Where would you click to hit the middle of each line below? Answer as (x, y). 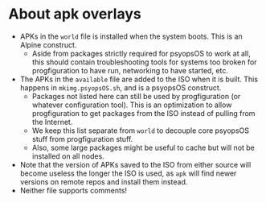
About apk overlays (75, 14)
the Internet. (52, 122)
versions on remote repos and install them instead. (104, 181)
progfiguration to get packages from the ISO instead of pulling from (143, 113)
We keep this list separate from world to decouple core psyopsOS (140, 130)
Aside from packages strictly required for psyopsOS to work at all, (141, 53)
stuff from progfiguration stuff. (82, 139)
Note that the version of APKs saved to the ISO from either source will (135, 164)
